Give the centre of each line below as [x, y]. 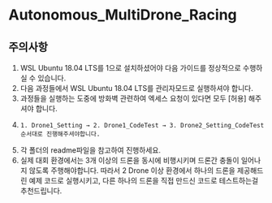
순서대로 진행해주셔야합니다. [60, 134]
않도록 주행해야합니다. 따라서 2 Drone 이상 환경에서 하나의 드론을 [132, 171]
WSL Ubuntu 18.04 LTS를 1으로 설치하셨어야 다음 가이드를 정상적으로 [130, 68]
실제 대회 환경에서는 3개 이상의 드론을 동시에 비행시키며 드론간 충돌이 [130, 160]
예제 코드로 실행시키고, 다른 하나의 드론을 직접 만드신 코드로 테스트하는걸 [144, 181]
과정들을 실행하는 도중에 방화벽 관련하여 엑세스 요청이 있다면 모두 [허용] [133, 98]
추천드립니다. [41, 191]
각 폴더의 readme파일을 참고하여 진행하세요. [90, 150]
